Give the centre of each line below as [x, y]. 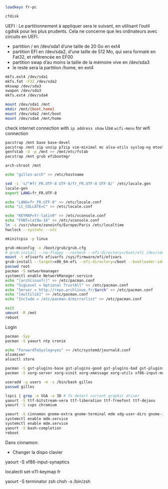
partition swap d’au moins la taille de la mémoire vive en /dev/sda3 [81, 62]
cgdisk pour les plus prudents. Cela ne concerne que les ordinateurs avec [81, 31]
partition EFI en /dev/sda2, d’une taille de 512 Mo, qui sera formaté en [84, 51]
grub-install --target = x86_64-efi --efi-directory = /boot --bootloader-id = [85, 262]
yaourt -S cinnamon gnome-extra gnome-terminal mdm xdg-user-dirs [76, 414]
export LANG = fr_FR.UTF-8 [31, 193]
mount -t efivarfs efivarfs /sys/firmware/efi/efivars [63, 257]
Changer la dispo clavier [37, 452]
